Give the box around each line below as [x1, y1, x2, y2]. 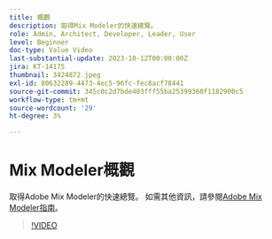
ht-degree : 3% [9, 112, 62, 120]
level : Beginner [9, 37, 69, 47]
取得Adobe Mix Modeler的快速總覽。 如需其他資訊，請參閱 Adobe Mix [9, 191, 263, 202]
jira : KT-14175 [9, 63, 66, 72]
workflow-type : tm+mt [9, 95, 89, 104]
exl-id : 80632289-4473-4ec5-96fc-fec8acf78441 [9, 79, 184, 88]
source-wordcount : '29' [9, 104, 97, 112]
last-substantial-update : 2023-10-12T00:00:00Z [9, 54, 189, 63]
